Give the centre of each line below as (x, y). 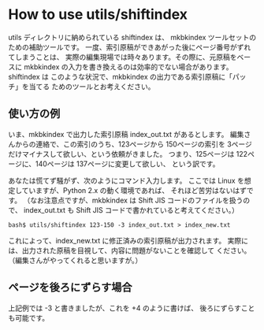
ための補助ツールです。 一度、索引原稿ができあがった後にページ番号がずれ (130, 47)
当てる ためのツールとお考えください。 (92, 86)
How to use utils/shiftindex (98, 15)
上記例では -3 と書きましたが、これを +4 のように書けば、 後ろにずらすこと (132, 308)
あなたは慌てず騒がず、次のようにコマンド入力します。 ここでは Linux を (126, 180)
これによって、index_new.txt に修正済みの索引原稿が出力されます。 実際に (128, 240)
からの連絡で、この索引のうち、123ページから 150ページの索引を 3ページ (133, 144)
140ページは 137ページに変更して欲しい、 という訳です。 (127, 164)
